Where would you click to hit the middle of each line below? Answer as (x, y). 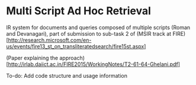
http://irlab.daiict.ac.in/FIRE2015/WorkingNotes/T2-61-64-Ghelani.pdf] (94, 64)
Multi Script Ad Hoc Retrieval (78, 11)
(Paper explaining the (32, 58)
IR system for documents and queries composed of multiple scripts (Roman (98, 27)
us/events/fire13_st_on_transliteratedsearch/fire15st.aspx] (76, 46)
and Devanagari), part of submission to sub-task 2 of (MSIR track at (89, 33)
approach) (72, 58)
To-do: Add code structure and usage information (67, 75)
